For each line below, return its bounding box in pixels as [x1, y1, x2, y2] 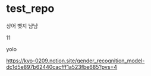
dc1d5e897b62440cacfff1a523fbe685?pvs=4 [6, 63, 118, 70]
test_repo [6, 2, 55, 15]
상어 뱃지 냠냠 [6, 22, 39, 29]
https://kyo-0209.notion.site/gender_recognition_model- [6, 57, 145, 64]
